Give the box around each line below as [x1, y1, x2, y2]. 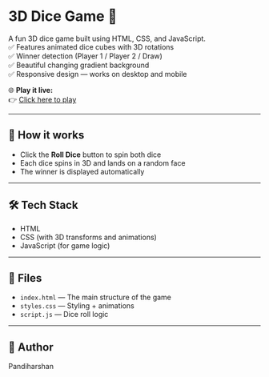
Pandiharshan [8, 362, 54, 371]
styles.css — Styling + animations [19, 301, 134, 311]
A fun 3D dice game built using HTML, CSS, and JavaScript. [8, 34, 207, 43]
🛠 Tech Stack [8, 199, 78, 212]
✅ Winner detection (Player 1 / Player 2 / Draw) [8, 51, 163, 61]
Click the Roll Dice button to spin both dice [19, 150, 162, 159]
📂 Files [8, 271, 42, 285]
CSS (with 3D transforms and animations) [19, 232, 158, 242]
